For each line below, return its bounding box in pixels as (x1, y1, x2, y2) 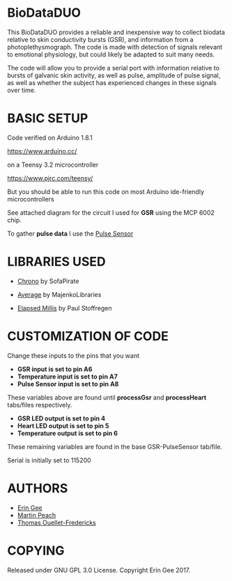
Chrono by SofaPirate (17, 277, 79, 285)
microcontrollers (7, 195, 54, 203)
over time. (7, 86, 36, 94)
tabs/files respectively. (7, 400, 72, 409)
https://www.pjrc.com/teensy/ (7, 174, 93, 182)
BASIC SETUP (7, 110, 88, 126)
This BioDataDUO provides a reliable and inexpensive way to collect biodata (7, 28, 225, 36)
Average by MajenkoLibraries (17, 290, 102, 299)
